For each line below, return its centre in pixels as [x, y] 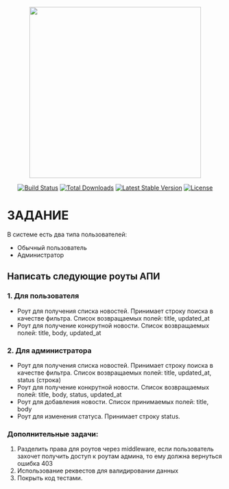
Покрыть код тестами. [50, 478]
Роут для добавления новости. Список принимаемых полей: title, [113, 401]
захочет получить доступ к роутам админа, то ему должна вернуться [120, 456]
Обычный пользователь [52, 247]
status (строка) [39, 379]
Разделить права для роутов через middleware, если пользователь [115, 449]
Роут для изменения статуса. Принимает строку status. [98, 416]
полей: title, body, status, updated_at [69, 394]
